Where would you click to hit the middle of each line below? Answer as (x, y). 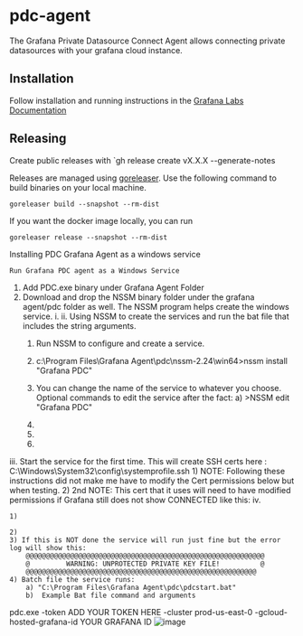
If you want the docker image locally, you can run (101, 220)
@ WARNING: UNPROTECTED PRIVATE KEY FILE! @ (145, 564)
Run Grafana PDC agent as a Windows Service (95, 271)
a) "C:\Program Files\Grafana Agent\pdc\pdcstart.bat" (131, 587)
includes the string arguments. (80, 325)
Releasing (38, 139)
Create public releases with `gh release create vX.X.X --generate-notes (142, 160)
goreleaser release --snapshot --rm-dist (89, 237)
